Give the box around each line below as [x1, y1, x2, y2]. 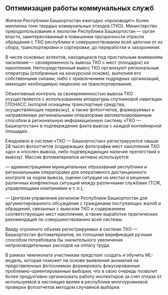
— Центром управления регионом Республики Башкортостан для [5, 195, 148, 201]
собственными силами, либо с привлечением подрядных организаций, [5, 75, 160, 81]
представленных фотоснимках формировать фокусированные [5, 262, 140, 269]
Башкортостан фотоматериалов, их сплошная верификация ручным [5, 231, 152, 238]
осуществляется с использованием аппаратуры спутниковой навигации [5, 96, 162, 102]
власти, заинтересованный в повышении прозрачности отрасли [5, 33, 144, 39]
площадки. [5, 128, 29, 134]
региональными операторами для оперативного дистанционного [5, 169, 147, 175]
